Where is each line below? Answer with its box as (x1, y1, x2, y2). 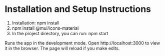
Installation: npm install (11, 20, 59, 26)
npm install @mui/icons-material (11, 25, 79, 31)
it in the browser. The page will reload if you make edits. (4, 45, 120, 51)
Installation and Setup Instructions (4, 3, 151, 15)
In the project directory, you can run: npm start (11, 30, 108, 36)
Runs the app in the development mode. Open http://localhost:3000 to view (4, 40, 160, 46)
